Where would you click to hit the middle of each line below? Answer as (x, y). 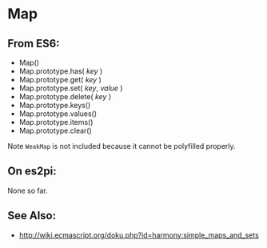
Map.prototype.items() (56, 122)
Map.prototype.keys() (55, 105)
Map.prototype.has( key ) (61, 71)
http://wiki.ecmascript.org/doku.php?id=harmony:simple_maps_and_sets (139, 235)
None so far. (28, 190)
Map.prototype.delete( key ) (65, 96)
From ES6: (34, 44)
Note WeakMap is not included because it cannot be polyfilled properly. (122, 146)
